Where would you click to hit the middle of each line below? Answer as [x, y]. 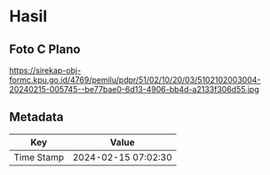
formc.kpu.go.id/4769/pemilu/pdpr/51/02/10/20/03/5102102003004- [135, 80]
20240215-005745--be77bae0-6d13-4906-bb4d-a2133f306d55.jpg [134, 89]
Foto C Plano [45, 49]
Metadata [36, 117]
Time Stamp [39, 157]
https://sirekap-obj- [45, 70]
